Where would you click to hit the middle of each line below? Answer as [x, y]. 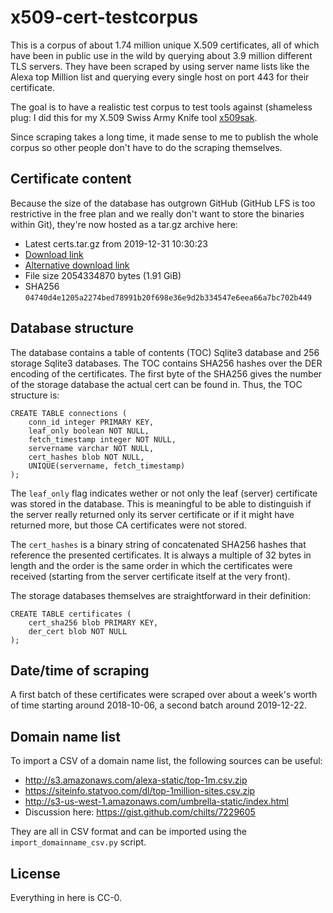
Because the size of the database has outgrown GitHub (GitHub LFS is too [163, 203]
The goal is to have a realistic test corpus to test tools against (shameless [161, 107]
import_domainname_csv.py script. [78, 842]
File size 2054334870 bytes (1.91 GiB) [103, 275]
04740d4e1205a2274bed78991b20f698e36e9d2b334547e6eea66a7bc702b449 [168, 297]
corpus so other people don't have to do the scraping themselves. [146, 147]
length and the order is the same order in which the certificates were [151, 565]
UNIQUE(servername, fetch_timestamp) [107, 466]
